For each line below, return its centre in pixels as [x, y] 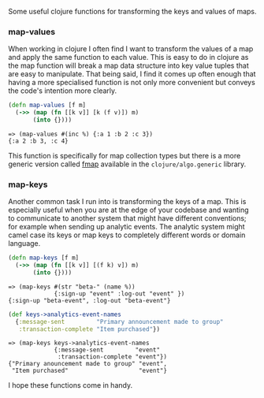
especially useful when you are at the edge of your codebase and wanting [129, 210]
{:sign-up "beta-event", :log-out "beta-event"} [89, 300]
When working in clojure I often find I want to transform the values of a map [131, 49]
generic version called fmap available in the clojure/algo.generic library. [127, 164]
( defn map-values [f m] [47, 106]
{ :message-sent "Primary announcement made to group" [119, 322]
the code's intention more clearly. [63, 91]
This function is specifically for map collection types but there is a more [125, 155]
